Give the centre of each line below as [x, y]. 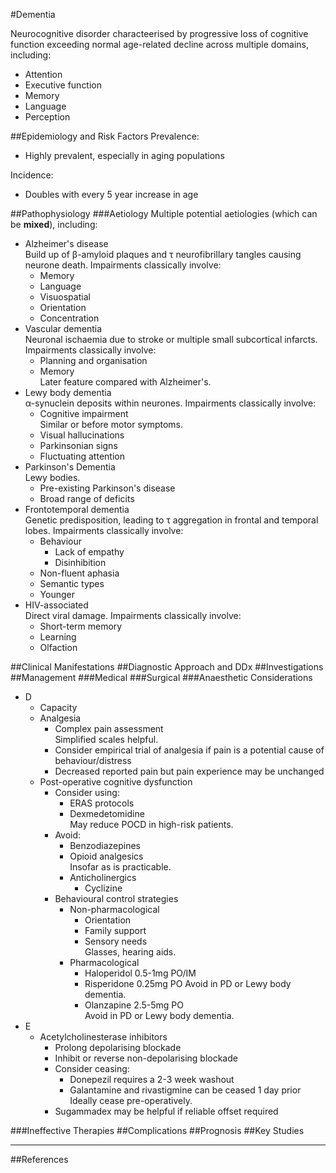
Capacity [58, 707]
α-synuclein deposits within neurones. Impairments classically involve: [170, 403]
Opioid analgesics [106, 856]
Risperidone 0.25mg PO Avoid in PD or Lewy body [188, 983]
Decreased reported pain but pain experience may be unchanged [189, 771]
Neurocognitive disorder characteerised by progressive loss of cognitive [159, 33]
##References [39, 1159]
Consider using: [87, 792]
